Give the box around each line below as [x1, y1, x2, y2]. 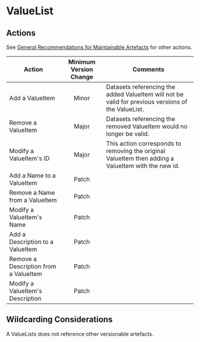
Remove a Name [9, 189, 55, 197]
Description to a [9, 238, 54, 245]
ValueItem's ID [9, 154, 50, 162]
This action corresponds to [106, 139, 182, 147]
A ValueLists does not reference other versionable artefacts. [6, 330, 154, 337]
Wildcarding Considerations [6, 315, 113, 325]
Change [70, 73, 93, 81]
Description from [9, 262, 57, 271]
